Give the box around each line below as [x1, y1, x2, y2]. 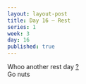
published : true [7, 43, 55, 50]
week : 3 [7, 30, 30, 37]
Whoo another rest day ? [7, 63, 79, 71]
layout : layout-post [7, 10, 68, 18]
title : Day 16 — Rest [7, 17, 71, 24]
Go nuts [7, 70, 30, 78]
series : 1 [7, 23, 37, 30]
